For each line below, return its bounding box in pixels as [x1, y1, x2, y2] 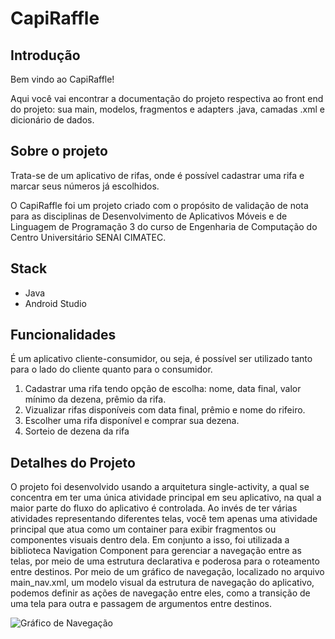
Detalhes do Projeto [10, 454, 136, 471]
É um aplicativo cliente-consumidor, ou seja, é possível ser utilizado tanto [10, 353, 313, 365]
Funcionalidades [10, 327, 117, 344]
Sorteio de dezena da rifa [24, 425, 130, 437]
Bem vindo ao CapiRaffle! [10, 73, 115, 85]
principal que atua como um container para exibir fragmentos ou [10, 523, 277, 536]
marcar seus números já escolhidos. [10, 180, 160, 192]
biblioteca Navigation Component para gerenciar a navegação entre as [10, 545, 302, 557]
